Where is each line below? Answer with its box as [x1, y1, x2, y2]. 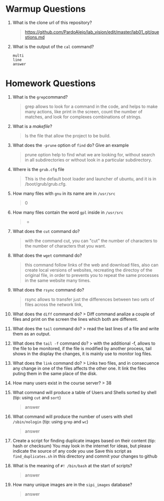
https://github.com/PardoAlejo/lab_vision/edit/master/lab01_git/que [24, 29, 159, 35]
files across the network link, [24, 301, 83, 307]
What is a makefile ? [12, 123, 53, 129]
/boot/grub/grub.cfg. [24, 181, 67, 187]
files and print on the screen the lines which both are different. [12, 316, 138, 322]
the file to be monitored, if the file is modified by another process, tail [12, 345, 152, 351]
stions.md [24, 34, 45, 40]
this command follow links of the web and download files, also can [24, 262, 159, 268]
